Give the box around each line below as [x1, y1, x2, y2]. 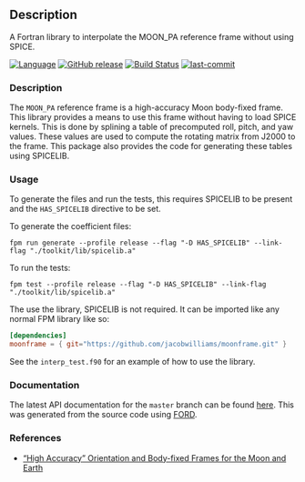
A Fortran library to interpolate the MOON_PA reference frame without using [9, 31, 294, 42]
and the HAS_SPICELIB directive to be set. [9, 204, 161, 215]
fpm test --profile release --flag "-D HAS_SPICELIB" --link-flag [9, 280, 267, 289]
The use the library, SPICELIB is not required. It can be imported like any [9, 304, 280, 315]
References [9, 432, 62, 445]
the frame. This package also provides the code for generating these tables [9, 141, 293, 152]
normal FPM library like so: [9, 314, 110, 325]
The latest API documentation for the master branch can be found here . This [9, 399, 294, 410]
